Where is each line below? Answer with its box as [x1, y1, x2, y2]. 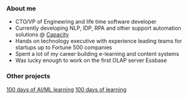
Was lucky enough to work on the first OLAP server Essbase [15, 56, 167, 64]
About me [6, 4, 37, 13]
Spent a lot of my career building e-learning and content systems [15, 50, 179, 58]
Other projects [6, 72, 51, 80]
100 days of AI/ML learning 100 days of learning [6, 86, 127, 93]
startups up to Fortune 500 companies [15, 44, 112, 51]
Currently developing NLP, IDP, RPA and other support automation [15, 24, 181, 32]
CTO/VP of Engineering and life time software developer [15, 18, 157, 26]
